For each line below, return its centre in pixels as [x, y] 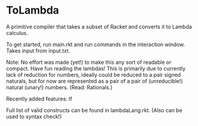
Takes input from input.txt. [38, 50]
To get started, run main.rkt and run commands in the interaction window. [95, 44]
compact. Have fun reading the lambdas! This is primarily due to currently [96, 68]
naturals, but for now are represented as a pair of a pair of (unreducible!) [95, 81]
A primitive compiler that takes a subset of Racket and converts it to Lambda [99, 27]
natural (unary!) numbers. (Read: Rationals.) [59, 87]
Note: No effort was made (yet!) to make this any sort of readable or [89, 62]
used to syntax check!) [34, 117]
